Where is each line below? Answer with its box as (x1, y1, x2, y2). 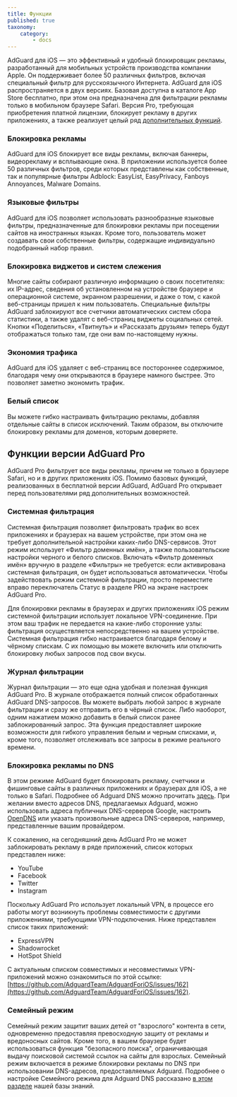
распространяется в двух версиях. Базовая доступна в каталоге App (7, 86, 217, 95)
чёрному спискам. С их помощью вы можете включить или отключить (7, 641, 222, 650)
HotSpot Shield (17, 951, 62, 960)
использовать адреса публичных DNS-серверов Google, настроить (7, 806, 212, 815)
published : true (7, 17, 55, 24)
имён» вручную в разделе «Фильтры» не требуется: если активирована (7, 560, 226, 569)
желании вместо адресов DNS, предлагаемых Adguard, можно (7, 799, 198, 808)
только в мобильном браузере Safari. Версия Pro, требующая (7, 101, 194, 110)
